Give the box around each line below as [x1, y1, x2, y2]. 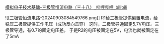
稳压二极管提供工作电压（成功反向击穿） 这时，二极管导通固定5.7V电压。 [5, 21, 155, 27]
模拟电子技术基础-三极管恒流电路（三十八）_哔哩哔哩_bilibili [5, 4, 128, 10]
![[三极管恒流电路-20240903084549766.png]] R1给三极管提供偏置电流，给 [5, 15, 158, 21]
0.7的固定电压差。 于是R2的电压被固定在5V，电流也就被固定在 [31, 27, 159, 33]
